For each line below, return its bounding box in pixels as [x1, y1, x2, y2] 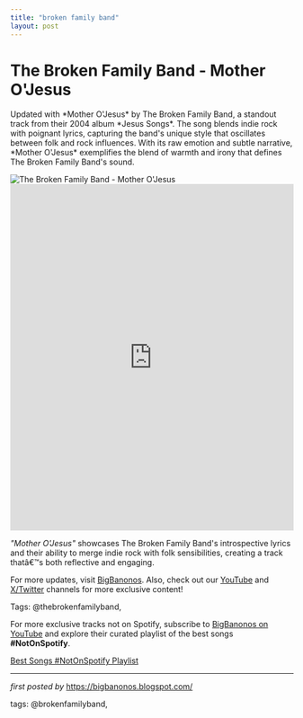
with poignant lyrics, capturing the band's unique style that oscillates [10, 128, 266, 139]
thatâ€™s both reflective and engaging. [10, 557, 156, 568]
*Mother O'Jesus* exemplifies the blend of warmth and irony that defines [10, 147, 282, 158]
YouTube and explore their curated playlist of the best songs [10, 628, 234, 639]
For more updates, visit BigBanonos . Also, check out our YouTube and [10, 574, 269, 585]
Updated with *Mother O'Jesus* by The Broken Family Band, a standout [10, 109, 277, 120]
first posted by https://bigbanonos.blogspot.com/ [10, 681, 193, 692]
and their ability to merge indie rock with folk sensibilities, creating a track [10, 547, 284, 558]
